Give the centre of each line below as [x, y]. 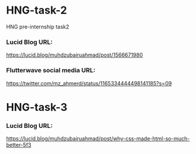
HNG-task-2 [37, 10]
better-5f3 [19, 145]
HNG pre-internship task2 [38, 27]
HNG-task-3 [37, 107]
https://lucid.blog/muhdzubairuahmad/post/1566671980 [75, 55]
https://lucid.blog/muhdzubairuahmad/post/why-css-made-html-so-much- [98, 139]
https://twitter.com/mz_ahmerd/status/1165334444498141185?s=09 [89, 83]
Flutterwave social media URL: [51, 70]
